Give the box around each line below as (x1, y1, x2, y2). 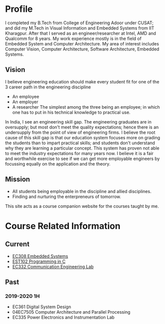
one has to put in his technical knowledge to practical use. (12, 109, 131, 115)
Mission (5, 175, 31, 184)
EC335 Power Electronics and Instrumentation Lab (12, 315, 115, 321)
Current (5, 240, 30, 248)
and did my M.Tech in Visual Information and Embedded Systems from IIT (5, 25, 155, 31)
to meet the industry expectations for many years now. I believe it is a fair (5, 150, 154, 156)
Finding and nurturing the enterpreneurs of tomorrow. (12, 194, 122, 200)
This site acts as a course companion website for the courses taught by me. (5, 203, 159, 209)
